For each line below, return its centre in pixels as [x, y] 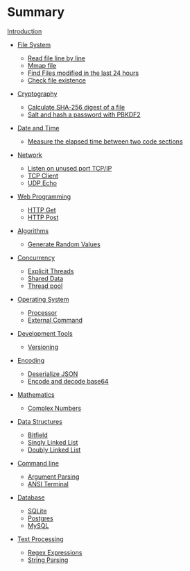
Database [31, 497]
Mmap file [42, 65]
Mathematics [36, 394]
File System [34, 44]
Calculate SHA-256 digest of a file [76, 107]
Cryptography [37, 94]
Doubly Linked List [54, 450]
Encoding [31, 360]
